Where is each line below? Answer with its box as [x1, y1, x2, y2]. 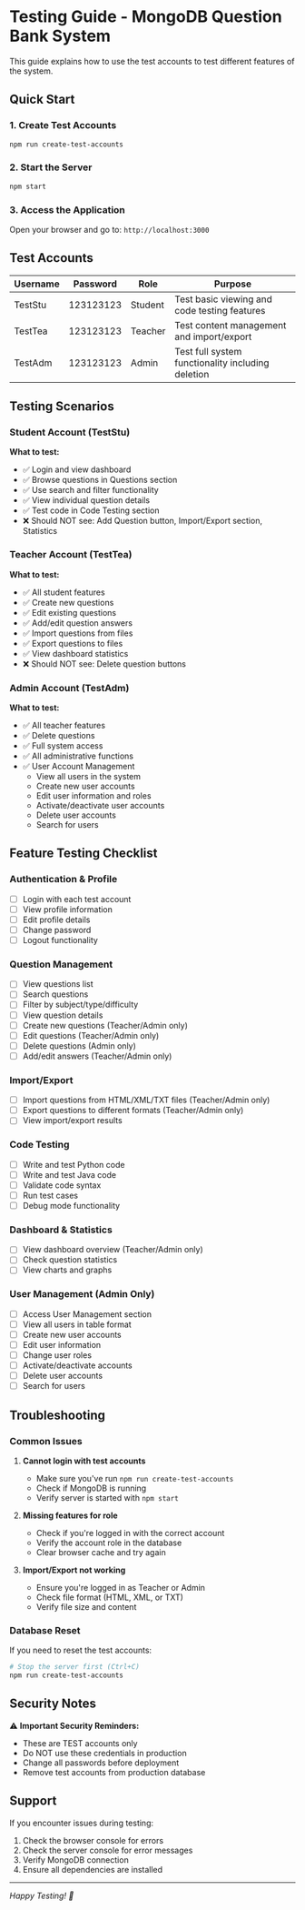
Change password [22, 924, 92, 935]
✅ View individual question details [22, 495, 151, 506]
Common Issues [9, 1434, 84, 1447]
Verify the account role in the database [35, 1537, 182, 1548]
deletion [174, 367, 210, 380]
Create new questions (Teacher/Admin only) [22, 1020, 189, 1030]
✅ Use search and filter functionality [22, 485, 159, 496]
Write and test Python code [22, 1159, 125, 1170]
